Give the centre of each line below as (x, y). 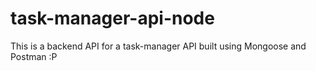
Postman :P (34, 56)
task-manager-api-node (112, 18)
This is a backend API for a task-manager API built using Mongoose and (158, 46)
